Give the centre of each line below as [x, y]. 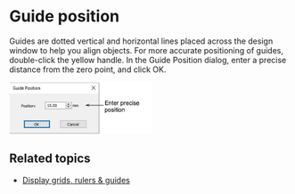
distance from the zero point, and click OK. [88, 69]
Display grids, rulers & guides [76, 180]
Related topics [50, 159]
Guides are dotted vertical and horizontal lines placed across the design [141, 41]
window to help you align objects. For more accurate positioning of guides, [146, 50]
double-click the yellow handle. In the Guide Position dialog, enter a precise [148, 60]
